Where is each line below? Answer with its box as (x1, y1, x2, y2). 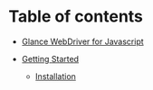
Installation (34, 70, 76, 82)
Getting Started (21, 53, 79, 64)
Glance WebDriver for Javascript (21, 36, 144, 47)
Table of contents (8, 6, 144, 27)
